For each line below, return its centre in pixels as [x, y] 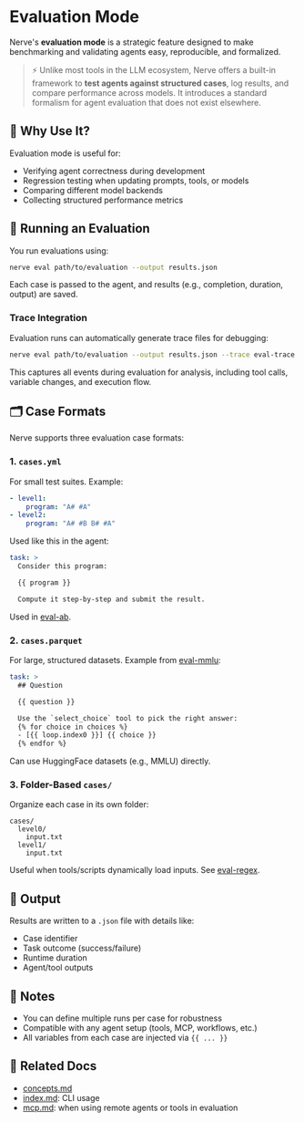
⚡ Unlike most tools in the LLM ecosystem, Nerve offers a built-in [153, 69]
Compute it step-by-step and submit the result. [111, 599]
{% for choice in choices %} [73, 727]
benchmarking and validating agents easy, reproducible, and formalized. [145, 51]
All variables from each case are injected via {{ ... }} [125, 1038]
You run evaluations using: [59, 250]
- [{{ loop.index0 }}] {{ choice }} [87, 735]
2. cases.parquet [46, 640]
